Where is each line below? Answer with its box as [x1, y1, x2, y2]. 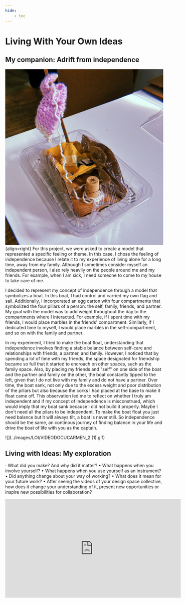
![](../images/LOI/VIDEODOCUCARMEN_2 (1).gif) [5, 435, 105, 441]
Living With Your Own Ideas [5, 36, 123, 47]
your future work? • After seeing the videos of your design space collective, [5, 479, 162, 485]
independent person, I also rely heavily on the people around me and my [5, 267, 155, 273]
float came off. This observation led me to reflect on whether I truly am [5, 393, 151, 399]
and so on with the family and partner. [5, 330, 84, 336]
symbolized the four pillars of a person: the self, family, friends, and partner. [5, 303, 162, 309]
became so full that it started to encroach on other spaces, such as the [5, 361, 152, 367]
